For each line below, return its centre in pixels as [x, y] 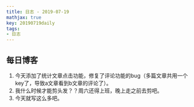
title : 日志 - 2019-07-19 [38, 12]
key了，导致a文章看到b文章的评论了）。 [63, 83]
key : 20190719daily [31, 23]
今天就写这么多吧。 [39, 98]
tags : [13, 29]
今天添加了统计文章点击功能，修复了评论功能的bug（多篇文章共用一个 [101, 75]
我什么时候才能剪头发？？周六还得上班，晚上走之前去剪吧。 [89, 90]
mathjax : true [24, 17]
